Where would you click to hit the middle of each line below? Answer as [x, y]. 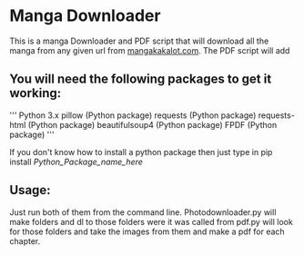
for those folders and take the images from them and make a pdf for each [147, 231]
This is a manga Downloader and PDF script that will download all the [139, 41]
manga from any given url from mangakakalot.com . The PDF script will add [150, 50]
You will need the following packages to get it [141, 79]
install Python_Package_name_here [76, 162]
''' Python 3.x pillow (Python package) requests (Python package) [133, 115]
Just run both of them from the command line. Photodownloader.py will [143, 212]
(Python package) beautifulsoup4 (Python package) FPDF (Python [152, 124]
